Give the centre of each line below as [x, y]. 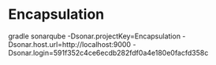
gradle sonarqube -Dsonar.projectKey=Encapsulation [95, 36]
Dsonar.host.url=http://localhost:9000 [70, 44]
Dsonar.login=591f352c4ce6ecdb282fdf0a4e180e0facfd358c [108, 52]
